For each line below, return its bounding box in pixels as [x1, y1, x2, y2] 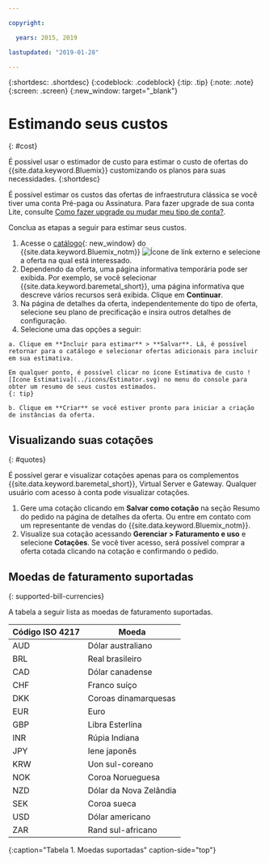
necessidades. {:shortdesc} [8, 174, 101, 184]
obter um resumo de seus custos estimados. [8, 382, 158, 391]
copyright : [8, 19, 45, 27]
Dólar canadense [87, 666, 153, 677]
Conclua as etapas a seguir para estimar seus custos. [8, 223, 187, 233]
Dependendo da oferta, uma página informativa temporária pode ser [19, 264, 248, 274]
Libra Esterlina [87, 719, 143, 730]
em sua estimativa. [8, 354, 74, 363]
